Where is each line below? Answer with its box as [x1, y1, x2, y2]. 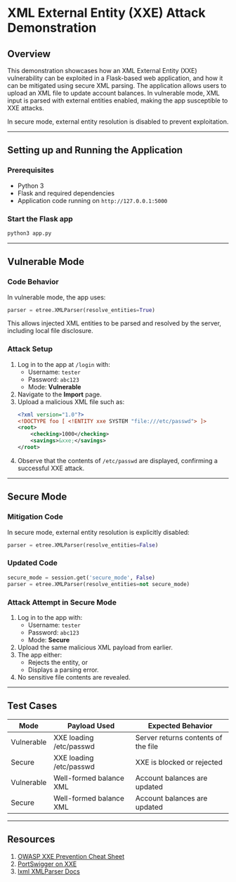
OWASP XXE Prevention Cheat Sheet [17, 852, 125, 860]
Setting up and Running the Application [7, 144, 183, 156]
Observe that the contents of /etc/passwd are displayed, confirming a [17, 456, 218, 465]
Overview [7, 48, 51, 60]
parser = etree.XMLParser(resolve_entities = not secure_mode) [7, 581, 190, 588]
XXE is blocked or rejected [135, 757, 223, 767]
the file [135, 741, 159, 751]
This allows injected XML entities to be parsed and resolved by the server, [7, 319, 221, 327]
